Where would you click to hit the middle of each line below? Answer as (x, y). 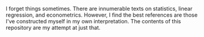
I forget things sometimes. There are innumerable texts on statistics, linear (99, 9)
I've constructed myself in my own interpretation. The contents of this (93, 21)
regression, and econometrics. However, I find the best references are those (102, 15)
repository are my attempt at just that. (53, 27)
